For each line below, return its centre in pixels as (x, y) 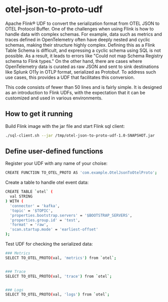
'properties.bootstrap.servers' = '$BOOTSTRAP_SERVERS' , (71, 215)
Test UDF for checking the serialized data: (49, 244)
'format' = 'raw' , (29, 225)
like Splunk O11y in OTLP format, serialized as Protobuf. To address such (81, 72)
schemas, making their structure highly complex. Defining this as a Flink (80, 45)
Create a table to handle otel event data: (47, 182)
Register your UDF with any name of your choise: (56, 163)
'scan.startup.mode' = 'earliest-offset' (54, 229)
